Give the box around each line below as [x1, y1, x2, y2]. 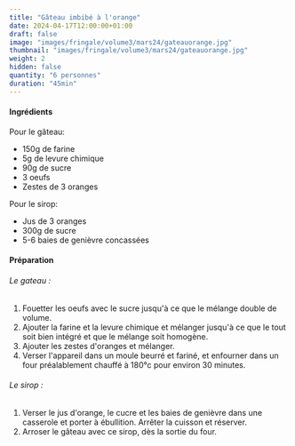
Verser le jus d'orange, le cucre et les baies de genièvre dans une [21, 407, 263, 418]
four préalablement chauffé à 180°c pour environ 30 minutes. [21, 359, 246, 370]
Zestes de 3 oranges [21, 181, 99, 192]
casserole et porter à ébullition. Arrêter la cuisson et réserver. [21, 417, 247, 427]
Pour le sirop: [9, 198, 59, 209]
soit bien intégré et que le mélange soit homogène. [21, 331, 209, 342]
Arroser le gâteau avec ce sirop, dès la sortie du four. [21, 426, 218, 436]
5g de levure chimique [21, 153, 105, 163]
